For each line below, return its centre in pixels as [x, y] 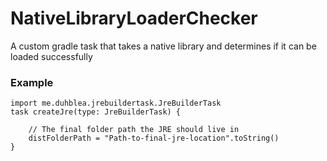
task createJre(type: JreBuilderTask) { [96, 112]
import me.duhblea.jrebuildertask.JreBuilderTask [116, 103]
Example [32, 82]
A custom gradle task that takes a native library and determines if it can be [163, 46]
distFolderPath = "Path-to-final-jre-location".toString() [154, 138]
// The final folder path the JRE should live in [134, 130]
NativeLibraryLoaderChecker [134, 18]
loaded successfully [51, 56]
